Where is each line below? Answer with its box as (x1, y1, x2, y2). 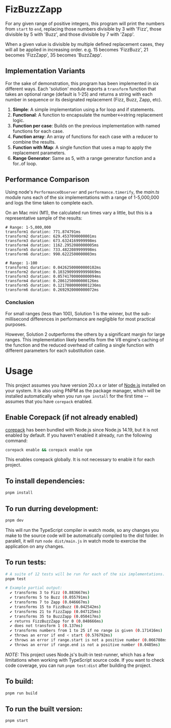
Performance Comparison (5, 175, 90, 184)
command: (5, 437, 28, 444)
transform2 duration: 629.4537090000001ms (5, 233, 97, 239)
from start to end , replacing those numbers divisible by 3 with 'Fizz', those (5, 25, 162, 32)
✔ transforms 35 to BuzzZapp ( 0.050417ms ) (10, 614, 101, 619)
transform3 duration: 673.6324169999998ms (5, 238, 97, 243)
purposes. (5, 321, 27, 327)
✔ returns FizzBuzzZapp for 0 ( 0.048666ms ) (10, 618, 103, 624)
